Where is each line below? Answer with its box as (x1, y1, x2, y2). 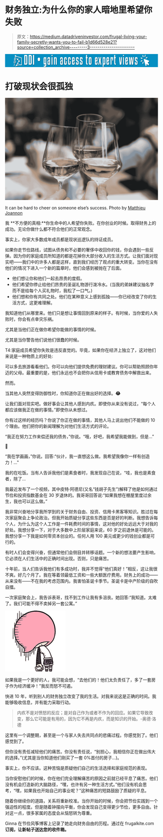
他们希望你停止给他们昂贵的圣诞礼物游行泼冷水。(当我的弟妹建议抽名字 (12, 281, 154, 287)
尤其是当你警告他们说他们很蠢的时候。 (5, 337, 81, 343)
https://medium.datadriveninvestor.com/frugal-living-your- (30, 34, 147, 39)
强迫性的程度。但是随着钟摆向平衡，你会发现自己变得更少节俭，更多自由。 (5, 804, 154, 810)
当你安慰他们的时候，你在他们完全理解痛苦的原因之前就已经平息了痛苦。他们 (5, 775, 158, 781)
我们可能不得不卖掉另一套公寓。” (13, 600, 78, 606)
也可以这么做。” (17, 498, 48, 504)
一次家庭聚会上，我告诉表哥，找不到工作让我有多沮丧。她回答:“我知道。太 (5, 594, 153, 600)
